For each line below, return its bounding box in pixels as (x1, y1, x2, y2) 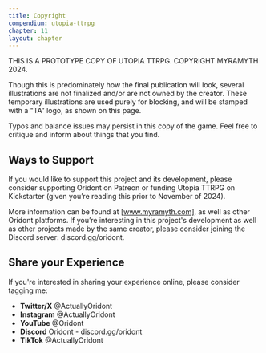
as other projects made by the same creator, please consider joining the (8, 224, 246, 233)
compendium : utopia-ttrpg (8, 19, 95, 27)
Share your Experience (8, 256, 125, 270)
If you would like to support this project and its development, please (8, 174, 232, 185)
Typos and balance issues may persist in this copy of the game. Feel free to (8, 121, 258, 131)
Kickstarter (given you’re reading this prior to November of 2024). (8, 192, 226, 201)
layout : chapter (8, 34, 62, 43)
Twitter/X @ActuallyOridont (19, 301, 113, 310)
